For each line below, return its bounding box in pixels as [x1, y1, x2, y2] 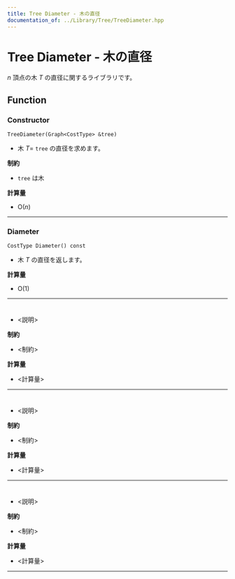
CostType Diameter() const [7, 243, 86, 250]
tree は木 [17, 174, 45, 183]
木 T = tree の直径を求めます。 [17, 144, 105, 152]
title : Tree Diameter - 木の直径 [7, 10, 101, 17]
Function [7, 94, 47, 106]
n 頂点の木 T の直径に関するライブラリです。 [7, 73, 136, 82]
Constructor [7, 115, 50, 124]
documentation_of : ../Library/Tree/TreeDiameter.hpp [7, 17, 164, 24]
